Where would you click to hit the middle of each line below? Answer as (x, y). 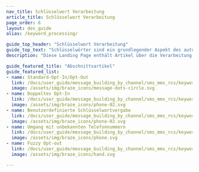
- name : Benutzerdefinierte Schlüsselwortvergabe (69, 110)
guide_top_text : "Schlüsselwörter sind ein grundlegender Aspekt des (94, 50)
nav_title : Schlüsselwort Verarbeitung (55, 12)
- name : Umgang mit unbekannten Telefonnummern (66, 127)
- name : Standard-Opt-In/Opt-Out (47, 77)
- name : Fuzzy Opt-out (34, 144)
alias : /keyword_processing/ (42, 34)
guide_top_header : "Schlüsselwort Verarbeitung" (67, 44)
